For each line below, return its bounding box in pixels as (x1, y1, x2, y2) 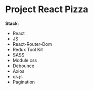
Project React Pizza (5, 4, 88, 15)
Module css (12, 57, 37, 63)
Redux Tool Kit (12, 46, 43, 52)
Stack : (5, 20, 19, 26)
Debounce (12, 63, 34, 69)
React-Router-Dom (12, 41, 52, 47)
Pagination (12, 79, 35, 85)
